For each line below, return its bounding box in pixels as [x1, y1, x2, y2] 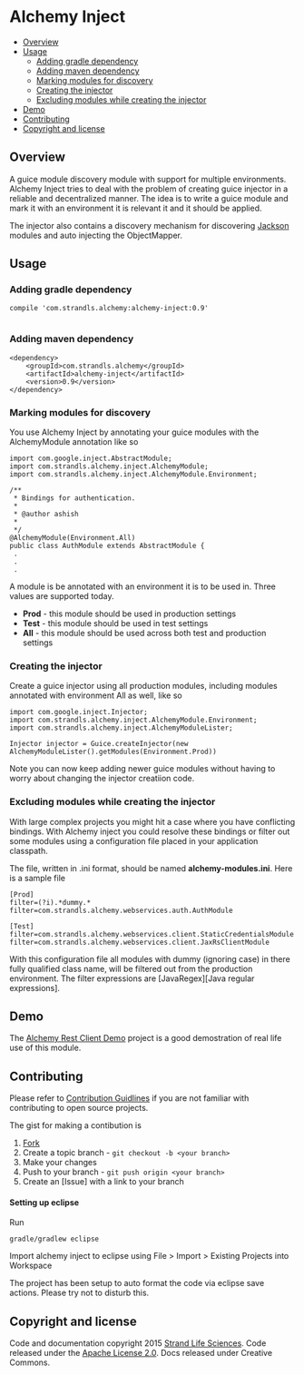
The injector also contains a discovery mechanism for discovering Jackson [9, 220, 289, 231]
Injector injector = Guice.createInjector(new [9, 740, 189, 749]
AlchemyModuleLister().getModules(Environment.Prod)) [9, 747, 218, 757]
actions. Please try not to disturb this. [9, 1287, 150, 1299]
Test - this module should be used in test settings [22, 618, 209, 629]
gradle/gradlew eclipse [9, 1234, 100, 1244]
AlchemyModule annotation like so [9, 437, 139, 447]
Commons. [9, 1357, 51, 1368]
